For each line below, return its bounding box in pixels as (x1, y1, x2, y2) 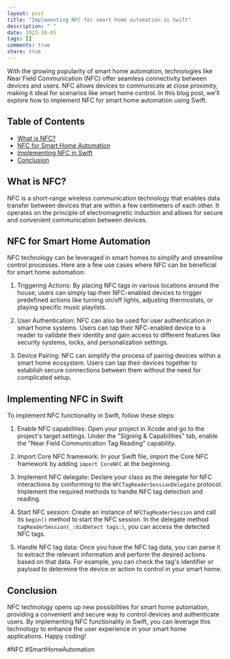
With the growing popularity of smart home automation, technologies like (7, 66, 213, 75)
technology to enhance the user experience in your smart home (7, 624, 187, 633)
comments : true (7, 42, 51, 49)
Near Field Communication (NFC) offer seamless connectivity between (7, 74, 207, 82)
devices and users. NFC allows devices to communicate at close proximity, (7, 81, 218, 90)
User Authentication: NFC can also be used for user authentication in (16, 316, 212, 325)
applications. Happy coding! (7, 632, 86, 640)
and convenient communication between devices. (7, 216, 148, 224)
